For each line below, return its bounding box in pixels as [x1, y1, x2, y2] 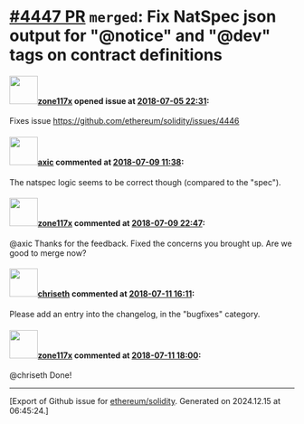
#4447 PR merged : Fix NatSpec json [9, 6, 277, 27]
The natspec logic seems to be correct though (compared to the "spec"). [9, 176, 282, 187]
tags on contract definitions [9, 45, 223, 65]
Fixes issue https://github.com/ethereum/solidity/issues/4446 [9, 116, 240, 127]
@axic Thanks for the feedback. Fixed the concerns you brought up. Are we [9, 238, 292, 249]
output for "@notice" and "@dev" [9, 25, 271, 46]
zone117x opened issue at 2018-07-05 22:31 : [37, 95, 210, 106]
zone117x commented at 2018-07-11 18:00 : [37, 350, 202, 361]
